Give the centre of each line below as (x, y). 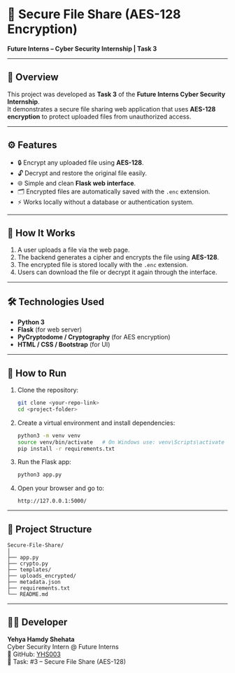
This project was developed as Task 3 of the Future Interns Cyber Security (116, 94)
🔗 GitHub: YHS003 (34, 654)
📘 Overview (33, 77)
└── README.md (28, 594)
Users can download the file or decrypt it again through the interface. (117, 272)
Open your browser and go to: (61, 488)
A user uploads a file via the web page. (74, 250)
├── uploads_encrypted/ (42, 576)
